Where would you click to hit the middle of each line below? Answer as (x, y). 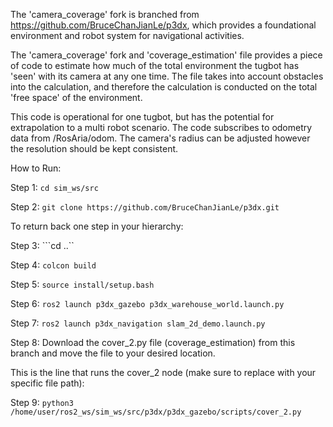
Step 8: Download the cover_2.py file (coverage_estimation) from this (153, 342)
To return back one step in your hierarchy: (97, 226)
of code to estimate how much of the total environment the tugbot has (155, 65)
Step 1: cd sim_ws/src (54, 187)
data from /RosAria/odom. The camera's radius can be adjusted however (160, 138)
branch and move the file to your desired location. (113, 353)
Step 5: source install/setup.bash (82, 284)
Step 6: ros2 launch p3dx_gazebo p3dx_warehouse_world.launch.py (147, 303)
